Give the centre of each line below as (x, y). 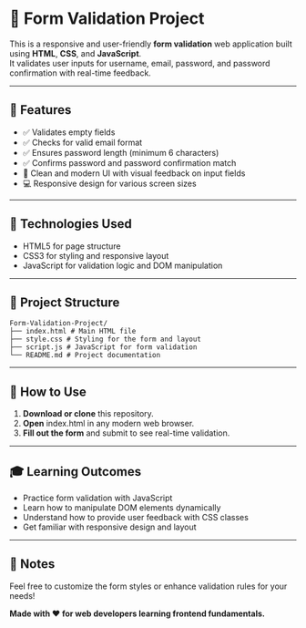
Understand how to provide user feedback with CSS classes (135, 517)
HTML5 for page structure (71, 246)
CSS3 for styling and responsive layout (96, 255)
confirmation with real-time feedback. (81, 73)
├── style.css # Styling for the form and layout (106, 340)
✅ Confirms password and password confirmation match (129, 162)
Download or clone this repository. (88, 414)
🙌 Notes (32, 564)
